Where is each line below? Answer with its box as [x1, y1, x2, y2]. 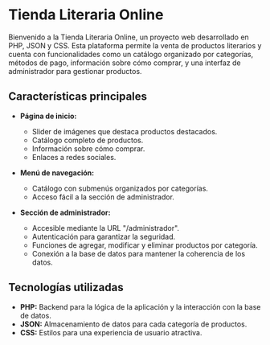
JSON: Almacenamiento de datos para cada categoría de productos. [19, 319, 247, 329]
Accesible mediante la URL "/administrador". [31, 223, 179, 232]
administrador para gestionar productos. [8, 66, 142, 76]
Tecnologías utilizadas [8, 281, 124, 294]
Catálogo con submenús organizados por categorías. [31, 183, 209, 193]
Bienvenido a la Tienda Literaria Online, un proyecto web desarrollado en [8, 32, 249, 42]
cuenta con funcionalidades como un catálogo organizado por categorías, [8, 49, 254, 59]
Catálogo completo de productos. [31, 135, 144, 145]
